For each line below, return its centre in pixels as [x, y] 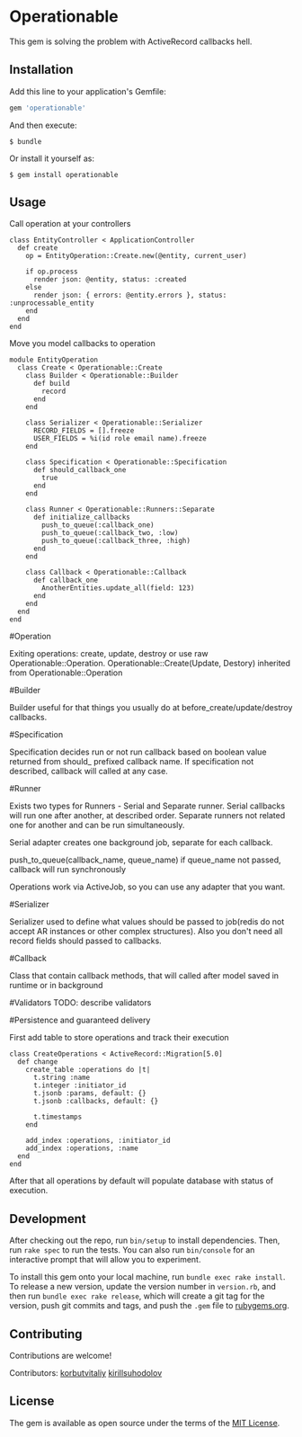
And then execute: [43, 125]
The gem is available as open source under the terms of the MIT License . [145, 1423]
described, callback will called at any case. [89, 772]
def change [38, 1062]
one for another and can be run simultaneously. [97, 826]
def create [38, 248]
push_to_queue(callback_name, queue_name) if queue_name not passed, [145, 860]
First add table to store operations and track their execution [119, 1038]
